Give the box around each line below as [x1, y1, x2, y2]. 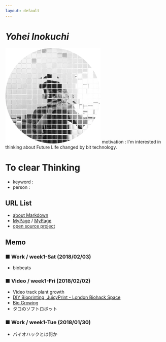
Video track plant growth [12, 289, 64, 295]
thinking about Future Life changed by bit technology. [5, 144, 117, 150]
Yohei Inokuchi [5, 31, 70, 42]
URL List [5, 198, 32, 207]
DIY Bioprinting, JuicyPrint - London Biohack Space [12, 294, 121, 300]
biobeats [12, 265, 31, 271]
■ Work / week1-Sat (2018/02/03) [5, 253, 91, 260]
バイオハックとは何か [12, 331, 57, 337]
